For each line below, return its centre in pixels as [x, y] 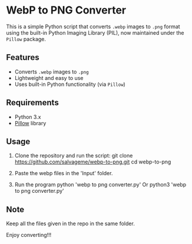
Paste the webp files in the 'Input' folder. [64, 173]
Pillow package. [26, 39]
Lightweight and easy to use [49, 78]
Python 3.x [28, 117]
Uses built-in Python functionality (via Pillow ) [70, 84]
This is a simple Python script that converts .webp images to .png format [93, 26]
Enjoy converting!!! [29, 235]
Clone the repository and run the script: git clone [74, 156]
